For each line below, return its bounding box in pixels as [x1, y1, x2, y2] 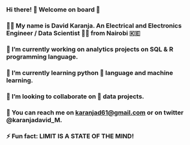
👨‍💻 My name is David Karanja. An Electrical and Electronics [6, 21, 182, 29]
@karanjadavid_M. [6, 116, 63, 124]
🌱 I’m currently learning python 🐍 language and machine [6, 68, 174, 77]
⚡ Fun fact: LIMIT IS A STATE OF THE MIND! [6, 132, 134, 140]
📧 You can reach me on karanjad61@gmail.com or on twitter [6, 108, 184, 116]
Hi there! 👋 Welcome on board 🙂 [6, 5, 101, 14]
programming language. [6, 52, 79, 61]
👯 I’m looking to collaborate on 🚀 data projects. [6, 92, 144, 101]
